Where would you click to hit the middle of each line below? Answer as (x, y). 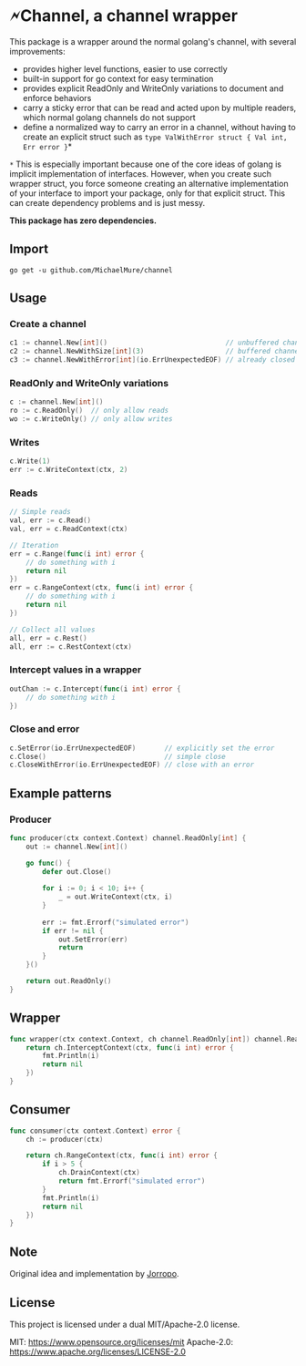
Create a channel (48, 324)
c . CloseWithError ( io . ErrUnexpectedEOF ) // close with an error (132, 765)
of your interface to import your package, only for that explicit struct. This (147, 193)
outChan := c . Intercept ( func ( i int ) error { (95, 689)
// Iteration (34, 545)
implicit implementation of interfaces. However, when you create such (140, 173)
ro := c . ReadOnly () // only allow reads (89, 411)
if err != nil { (73, 930)
